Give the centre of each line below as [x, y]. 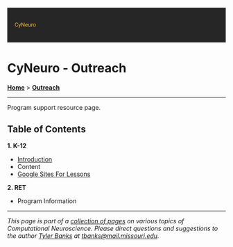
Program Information [47, 201]
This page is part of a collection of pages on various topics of [96, 221]
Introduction [35, 159]
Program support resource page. [54, 107]
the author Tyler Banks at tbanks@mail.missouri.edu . [83, 236]
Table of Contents [47, 129]
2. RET [17, 188]
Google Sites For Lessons [54, 174]
